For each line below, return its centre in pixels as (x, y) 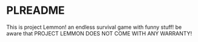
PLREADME (36, 10)
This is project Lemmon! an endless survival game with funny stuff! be (94, 27)
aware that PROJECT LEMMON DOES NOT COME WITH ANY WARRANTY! (99, 33)
